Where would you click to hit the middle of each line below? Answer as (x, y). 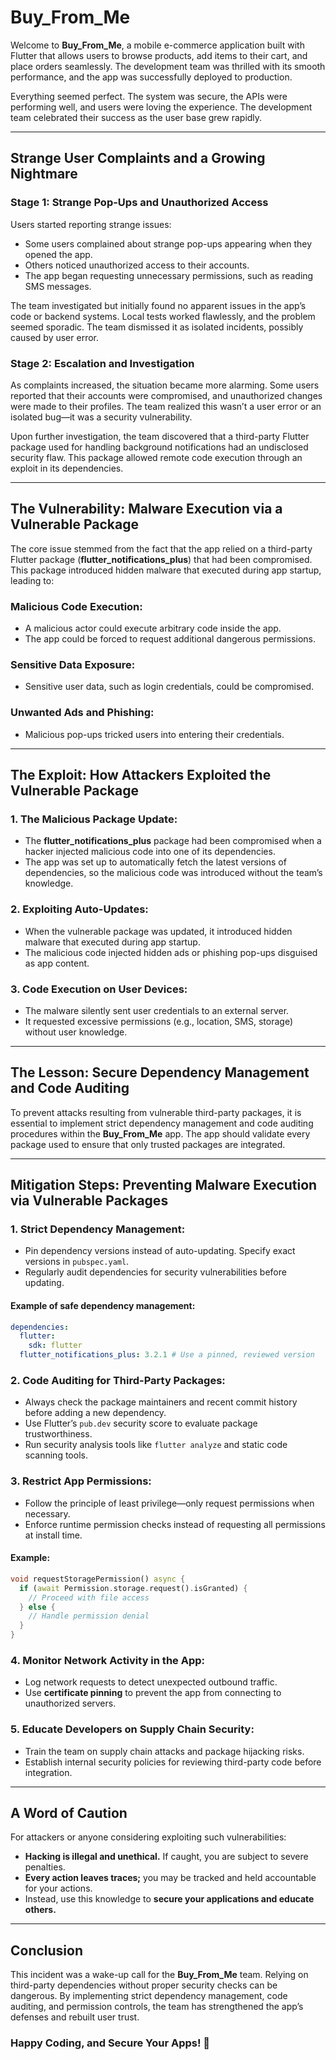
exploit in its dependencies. (67, 468)
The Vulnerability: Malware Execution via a (146, 509)
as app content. (57, 963)
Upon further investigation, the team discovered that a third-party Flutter (160, 436)
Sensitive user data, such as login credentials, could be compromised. (169, 687)
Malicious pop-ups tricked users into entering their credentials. (154, 734)
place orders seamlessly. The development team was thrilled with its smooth (168, 66)
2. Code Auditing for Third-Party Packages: (118, 1381)
